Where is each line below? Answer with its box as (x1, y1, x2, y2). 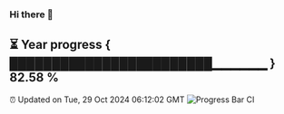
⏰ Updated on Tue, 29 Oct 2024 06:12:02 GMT (9, 94, 185, 105)
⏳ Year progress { (9, 37, 112, 52)
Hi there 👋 (9, 8, 54, 21)
